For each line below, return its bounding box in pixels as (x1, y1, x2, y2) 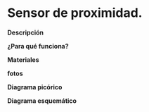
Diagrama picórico (7, 82, 63, 91)
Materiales (7, 55, 40, 64)
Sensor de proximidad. (7, 5, 143, 21)
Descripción (7, 28, 44, 37)
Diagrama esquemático (7, 97, 77, 105)
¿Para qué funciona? (7, 42, 69, 50)
